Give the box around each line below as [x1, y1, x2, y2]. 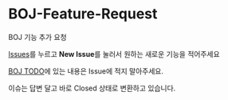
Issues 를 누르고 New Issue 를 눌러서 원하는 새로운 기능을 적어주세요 [8, 49, 221, 58]
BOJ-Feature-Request [8, 5, 158, 23]
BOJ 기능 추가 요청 [8, 32, 67, 42]
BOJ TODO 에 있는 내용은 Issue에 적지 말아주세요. [8, 66, 163, 76]
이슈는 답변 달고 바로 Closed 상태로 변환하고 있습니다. [8, 83, 176, 93]
